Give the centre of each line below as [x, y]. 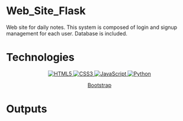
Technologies [41, 58]
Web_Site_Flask [46, 11]
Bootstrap [99, 85]
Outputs [27, 109]
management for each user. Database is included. [67, 33]
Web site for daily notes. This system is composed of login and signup [92, 27]
